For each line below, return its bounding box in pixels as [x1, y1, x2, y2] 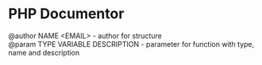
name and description [8, 48, 80, 57]
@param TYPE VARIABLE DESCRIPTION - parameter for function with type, [8, 39, 255, 48]
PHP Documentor [8, 5, 125, 23]
